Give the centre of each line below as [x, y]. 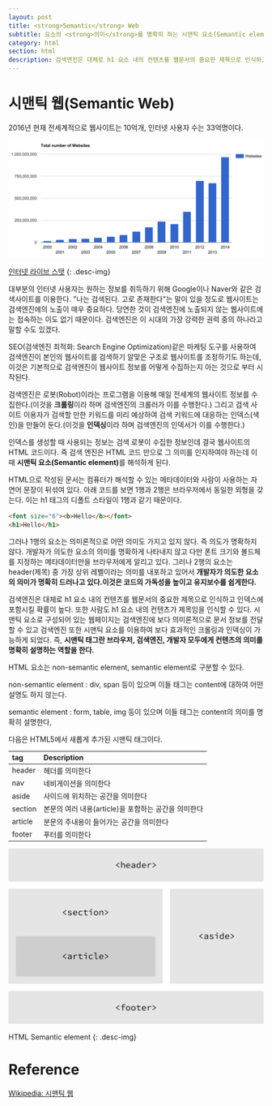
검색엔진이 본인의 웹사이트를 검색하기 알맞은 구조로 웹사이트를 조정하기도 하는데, [135, 357]
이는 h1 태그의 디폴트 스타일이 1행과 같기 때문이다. [104, 500]
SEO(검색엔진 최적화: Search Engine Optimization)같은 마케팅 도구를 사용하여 [132, 347]
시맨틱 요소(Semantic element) [68, 463]
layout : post [30, 17]
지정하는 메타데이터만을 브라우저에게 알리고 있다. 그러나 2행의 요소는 [125, 562]
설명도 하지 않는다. [38, 695]
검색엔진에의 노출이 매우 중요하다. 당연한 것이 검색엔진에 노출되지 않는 [119, 309]
